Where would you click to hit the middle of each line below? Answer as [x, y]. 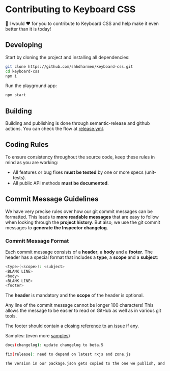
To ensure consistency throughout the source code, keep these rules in [80, 157]
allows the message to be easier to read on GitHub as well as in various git [83, 311]
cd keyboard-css [22, 71]
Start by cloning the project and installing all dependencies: [67, 57]
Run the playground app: [31, 86]
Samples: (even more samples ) [38, 336]
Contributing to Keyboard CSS [70, 9]
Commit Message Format [37, 241]
